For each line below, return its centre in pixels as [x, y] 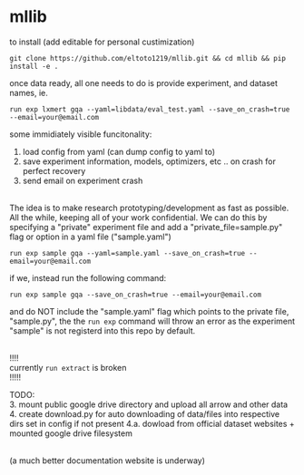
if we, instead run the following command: [88, 277]
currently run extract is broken [68, 367]
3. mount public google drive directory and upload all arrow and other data [149, 404]
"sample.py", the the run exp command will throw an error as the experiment [152, 321]
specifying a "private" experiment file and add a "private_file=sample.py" [146, 227]
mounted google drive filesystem [71, 433]
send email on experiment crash [83, 180]
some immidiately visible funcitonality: [81, 134]
